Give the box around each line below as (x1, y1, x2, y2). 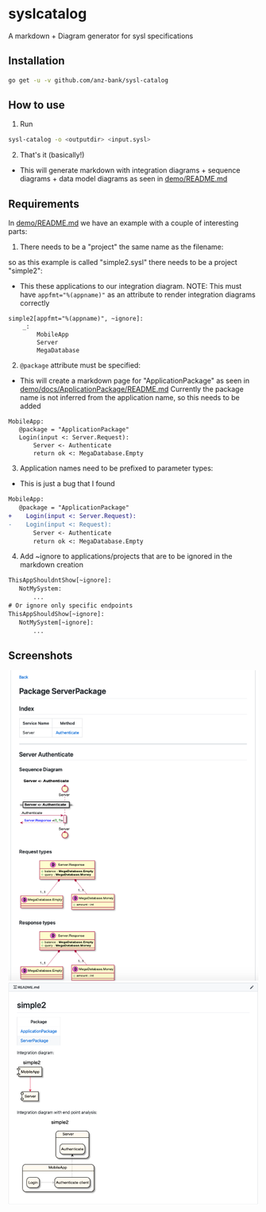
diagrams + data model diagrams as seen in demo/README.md (19, 174, 228, 184)
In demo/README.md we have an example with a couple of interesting (8, 218, 239, 228)
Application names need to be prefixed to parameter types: (19, 463, 214, 473)
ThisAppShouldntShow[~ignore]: (8, 576, 112, 585)
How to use (8, 99, 65, 112)
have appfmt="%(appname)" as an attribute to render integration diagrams (19, 290, 256, 299)
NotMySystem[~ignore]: (18, 618, 94, 626)
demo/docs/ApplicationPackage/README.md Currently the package (19, 384, 244, 394)
